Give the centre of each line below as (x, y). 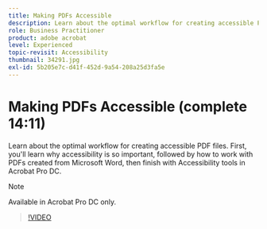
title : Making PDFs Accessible (60, 16)
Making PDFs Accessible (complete (128, 106)
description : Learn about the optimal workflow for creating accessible (131, 23)
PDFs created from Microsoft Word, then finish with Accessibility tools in (127, 162)
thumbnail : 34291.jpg (44, 60)
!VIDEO (39, 217)
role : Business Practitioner (56, 30)
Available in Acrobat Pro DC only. (62, 202)
